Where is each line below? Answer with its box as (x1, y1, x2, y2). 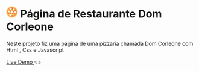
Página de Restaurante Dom (20, 7, 162, 21)
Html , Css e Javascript (6, 46, 65, 54)
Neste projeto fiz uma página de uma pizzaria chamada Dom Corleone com (6, 40, 194, 47)
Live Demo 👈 (6, 58, 41, 66)
